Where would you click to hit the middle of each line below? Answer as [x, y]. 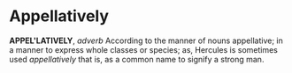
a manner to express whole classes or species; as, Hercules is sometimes [144, 49]
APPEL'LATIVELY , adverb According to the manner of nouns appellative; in [146, 40]
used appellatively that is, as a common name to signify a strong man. [137, 59]
